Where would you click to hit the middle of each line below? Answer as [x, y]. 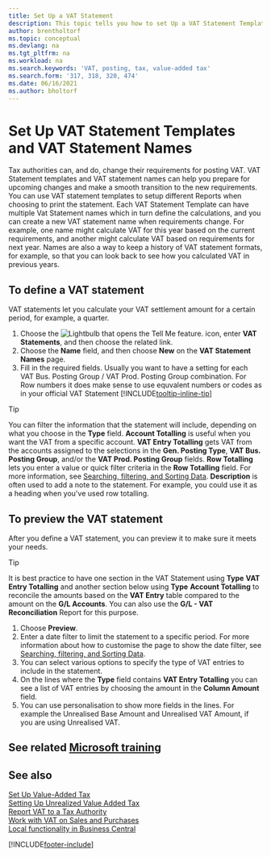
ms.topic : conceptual [45, 38]
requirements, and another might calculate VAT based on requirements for [131, 239]
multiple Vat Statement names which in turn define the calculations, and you [135, 213]
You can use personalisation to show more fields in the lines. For [127, 705]
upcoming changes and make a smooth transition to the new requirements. [133, 187]
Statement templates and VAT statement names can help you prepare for [129, 179]
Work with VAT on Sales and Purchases [74, 821]
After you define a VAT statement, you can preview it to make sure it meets [132, 538]
